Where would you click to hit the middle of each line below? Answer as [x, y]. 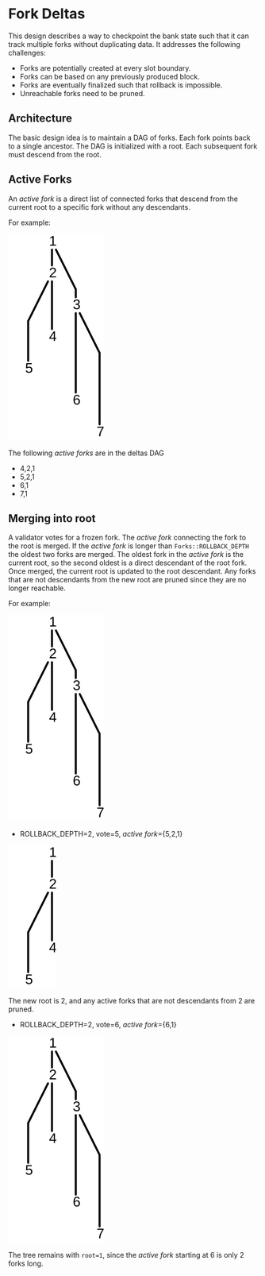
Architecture [40, 119]
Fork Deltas [47, 14]
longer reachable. [37, 588]
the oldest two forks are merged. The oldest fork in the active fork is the [126, 555]
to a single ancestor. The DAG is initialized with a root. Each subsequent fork [133, 146]
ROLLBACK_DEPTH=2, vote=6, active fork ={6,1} [98, 1025]
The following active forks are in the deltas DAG [86, 453]
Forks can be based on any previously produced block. [109, 76]
